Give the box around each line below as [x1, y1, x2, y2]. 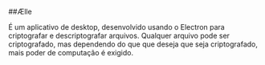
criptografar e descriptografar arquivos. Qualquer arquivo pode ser [8, 31, 230, 40]
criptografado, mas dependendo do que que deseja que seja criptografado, [8, 39, 259, 49]
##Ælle [8, 7, 32, 16]
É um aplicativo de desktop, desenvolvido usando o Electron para [8, 22, 225, 31]
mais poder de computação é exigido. [8, 48, 134, 57]
